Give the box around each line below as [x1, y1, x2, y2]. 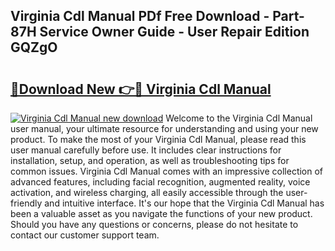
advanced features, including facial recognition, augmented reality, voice [10, 176, 311, 188]
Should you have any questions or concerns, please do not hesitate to [10, 219, 299, 230]
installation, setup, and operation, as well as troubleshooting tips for [10, 155, 290, 166]
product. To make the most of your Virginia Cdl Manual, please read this [10, 134, 307, 145]
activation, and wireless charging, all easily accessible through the [10, 187, 284, 198]
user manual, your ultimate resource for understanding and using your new [10, 123, 319, 134]
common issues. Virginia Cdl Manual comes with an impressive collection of [10, 165, 324, 177]
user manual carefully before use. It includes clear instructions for [10, 144, 282, 156]
